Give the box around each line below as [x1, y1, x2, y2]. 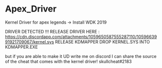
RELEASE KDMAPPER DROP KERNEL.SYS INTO [55, 39, 150, 44]
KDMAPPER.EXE [5, 44, 38, 50]
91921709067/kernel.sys [5, 39, 54, 44]
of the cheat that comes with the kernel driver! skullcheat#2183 [5, 58, 132, 64]
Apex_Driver [5, 3, 57, 14]
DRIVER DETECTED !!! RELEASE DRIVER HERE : [5, 28, 100, 34]
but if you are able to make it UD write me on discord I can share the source [5, 53, 157, 59]
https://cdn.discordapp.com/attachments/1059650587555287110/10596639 [5, 34, 157, 40]
